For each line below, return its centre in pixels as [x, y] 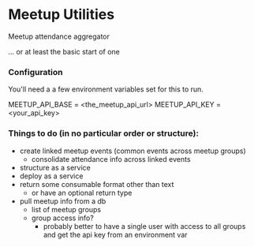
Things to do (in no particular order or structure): [104, 133]
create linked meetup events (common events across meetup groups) [133, 151]
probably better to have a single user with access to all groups [144, 226]
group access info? [63, 218]
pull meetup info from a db [63, 201]
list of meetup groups [66, 209]
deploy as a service [51, 176]
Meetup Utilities [62, 15]
